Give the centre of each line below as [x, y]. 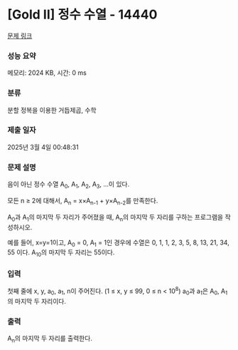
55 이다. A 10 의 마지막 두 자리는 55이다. [61, 253]
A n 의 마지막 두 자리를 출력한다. [50, 339]
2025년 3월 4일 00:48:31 [43, 147]
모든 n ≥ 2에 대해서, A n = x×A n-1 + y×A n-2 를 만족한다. [83, 201]
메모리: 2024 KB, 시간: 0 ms [47, 73]
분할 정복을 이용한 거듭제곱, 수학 [52, 110]
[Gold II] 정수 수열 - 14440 [82, 15]
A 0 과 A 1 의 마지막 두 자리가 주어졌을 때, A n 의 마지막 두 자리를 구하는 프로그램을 [115, 218]
